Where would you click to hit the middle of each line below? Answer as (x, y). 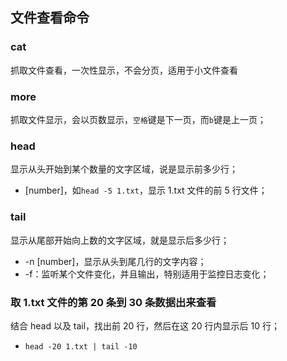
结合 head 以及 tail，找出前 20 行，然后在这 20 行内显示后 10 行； (145, 325)
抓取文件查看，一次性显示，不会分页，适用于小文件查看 (124, 70)
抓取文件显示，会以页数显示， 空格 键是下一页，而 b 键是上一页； (138, 119)
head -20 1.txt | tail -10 (81, 346)
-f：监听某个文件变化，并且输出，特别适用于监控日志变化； (147, 274)
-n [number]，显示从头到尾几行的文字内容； (115, 261)
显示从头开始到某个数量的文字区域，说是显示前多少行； (124, 169)
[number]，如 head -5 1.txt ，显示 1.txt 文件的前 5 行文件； (146, 190)
